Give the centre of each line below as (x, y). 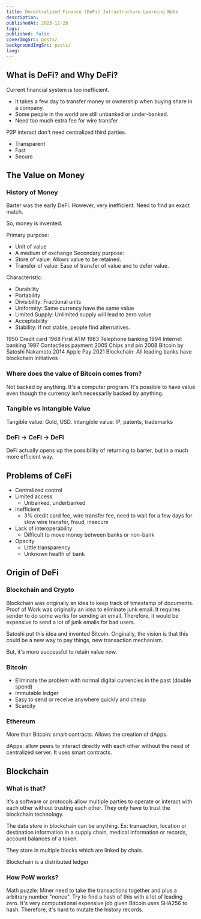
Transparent (30, 143)
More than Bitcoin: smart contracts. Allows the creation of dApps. (87, 734)
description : (22, 17)
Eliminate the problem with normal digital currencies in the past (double (103, 680)
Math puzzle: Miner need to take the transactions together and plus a (91, 890)
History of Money (32, 192)
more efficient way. (30, 457)
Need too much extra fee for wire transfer (66, 120)
